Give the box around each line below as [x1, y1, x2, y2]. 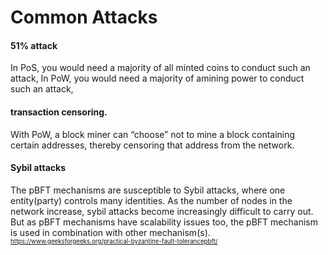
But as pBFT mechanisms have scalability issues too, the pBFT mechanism [10, 216, 318, 228]
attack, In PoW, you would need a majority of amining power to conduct [10, 72, 305, 85]
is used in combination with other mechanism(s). [10, 226, 211, 238]
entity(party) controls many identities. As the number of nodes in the [10, 194, 293, 206]
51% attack [10, 39, 58, 51]
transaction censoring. [10, 106, 108, 118]
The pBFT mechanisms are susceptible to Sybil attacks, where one [10, 184, 286, 196]
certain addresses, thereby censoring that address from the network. [10, 139, 295, 151]
